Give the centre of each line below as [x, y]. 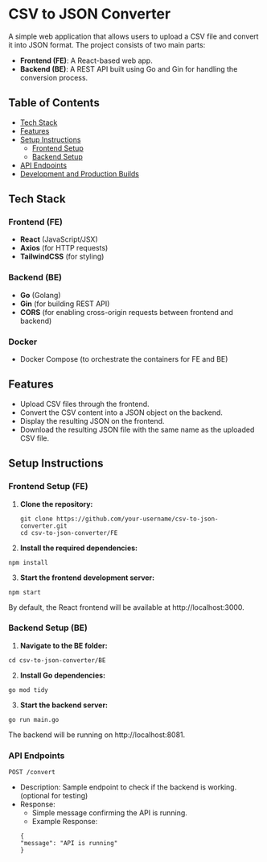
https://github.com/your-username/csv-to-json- [137, 519]
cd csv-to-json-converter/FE [69, 533]
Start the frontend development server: [87, 578]
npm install [28, 562]
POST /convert [32, 773]
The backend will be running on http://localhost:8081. [97, 735]
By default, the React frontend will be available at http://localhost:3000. [127, 607]
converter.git [43, 526]
